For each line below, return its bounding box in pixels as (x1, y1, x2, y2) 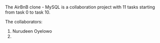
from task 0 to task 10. (5, 9, 51, 15)
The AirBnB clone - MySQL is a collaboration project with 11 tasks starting (5, 4, 155, 10)
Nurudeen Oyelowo (12, 28, 52, 34)
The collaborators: (5, 19, 43, 24)
